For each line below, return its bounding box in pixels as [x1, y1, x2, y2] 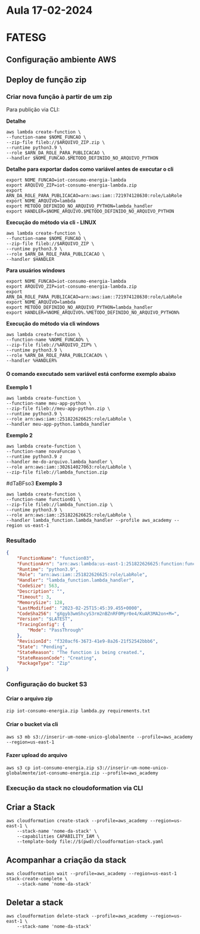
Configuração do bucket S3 [6, 680, 87, 689]
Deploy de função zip [6, 75, 87, 85]
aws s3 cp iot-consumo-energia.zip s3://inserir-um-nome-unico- [6, 765, 169, 771]
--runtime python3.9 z [6, 453, 62, 459]
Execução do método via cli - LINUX [6, 219, 96, 226]
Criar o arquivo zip [6, 695, 53, 702]
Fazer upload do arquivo [6, 752, 67, 759]
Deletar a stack [6, 897, 64, 907]
